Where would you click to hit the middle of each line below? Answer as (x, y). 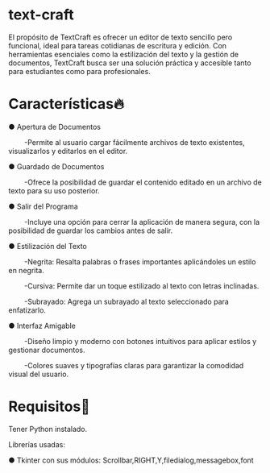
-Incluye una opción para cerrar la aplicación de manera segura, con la (142, 222)
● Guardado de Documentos (56, 166)
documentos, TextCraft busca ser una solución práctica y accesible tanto (130, 63)
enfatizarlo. (27, 310)
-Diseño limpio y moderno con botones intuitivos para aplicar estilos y (140, 341)
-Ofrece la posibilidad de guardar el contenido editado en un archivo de (143, 182)
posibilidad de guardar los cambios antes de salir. (91, 230)
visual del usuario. (39, 374)
